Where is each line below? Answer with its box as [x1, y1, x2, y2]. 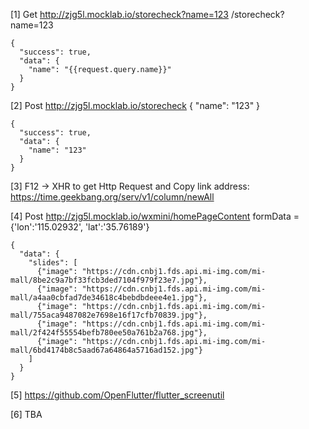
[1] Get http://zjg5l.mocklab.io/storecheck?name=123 [10, 9, 229, 20]
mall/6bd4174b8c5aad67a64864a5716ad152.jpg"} [10, 345, 203, 355]
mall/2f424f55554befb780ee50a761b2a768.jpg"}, [10, 328, 208, 338]
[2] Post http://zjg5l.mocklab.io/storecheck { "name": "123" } [10, 100, 261, 111]
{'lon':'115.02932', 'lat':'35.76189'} [10, 221, 150, 233]
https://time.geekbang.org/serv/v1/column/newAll [10, 191, 215, 203]
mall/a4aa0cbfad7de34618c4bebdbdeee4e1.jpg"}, [10, 293, 208, 303]
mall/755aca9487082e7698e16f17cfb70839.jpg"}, [10, 310, 208, 320]
